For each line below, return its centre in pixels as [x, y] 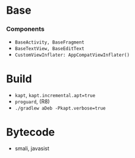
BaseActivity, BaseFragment [49, 42]
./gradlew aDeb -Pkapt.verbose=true [60, 109]
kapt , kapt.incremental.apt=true [55, 95]
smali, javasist [32, 148]
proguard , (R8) [32, 101]
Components [25, 29]
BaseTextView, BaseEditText [49, 49]
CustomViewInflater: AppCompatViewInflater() [72, 55]
